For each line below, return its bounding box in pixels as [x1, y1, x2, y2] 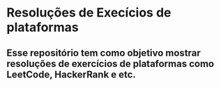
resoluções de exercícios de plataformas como [6, 57, 214, 70]
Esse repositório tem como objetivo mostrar [6, 47, 201, 59]
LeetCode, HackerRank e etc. [6, 68, 137, 80]
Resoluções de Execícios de [6, 5, 172, 21]
